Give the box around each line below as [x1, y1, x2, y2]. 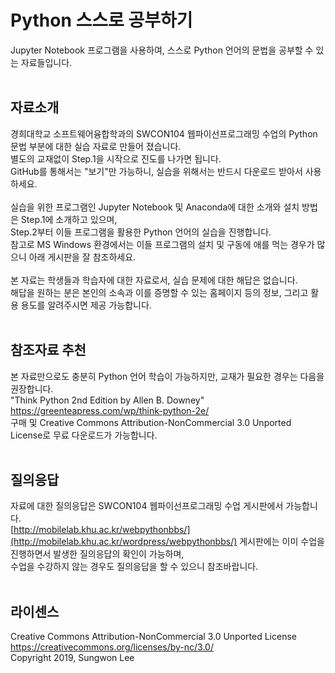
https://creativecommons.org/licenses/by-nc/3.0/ [10, 641, 214, 653]
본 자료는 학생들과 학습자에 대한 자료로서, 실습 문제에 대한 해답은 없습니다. [10, 274, 298, 286]
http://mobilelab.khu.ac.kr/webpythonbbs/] [13, 524, 191, 536]
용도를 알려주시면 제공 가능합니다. [20, 299, 152, 311]
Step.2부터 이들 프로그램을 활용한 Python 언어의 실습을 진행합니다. [10, 226, 272, 238]
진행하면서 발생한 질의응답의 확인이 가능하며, [10, 548, 185, 560]
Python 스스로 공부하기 [10, 9, 193, 32]
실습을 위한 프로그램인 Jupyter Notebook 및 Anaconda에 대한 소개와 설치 [10, 201, 300, 213]
